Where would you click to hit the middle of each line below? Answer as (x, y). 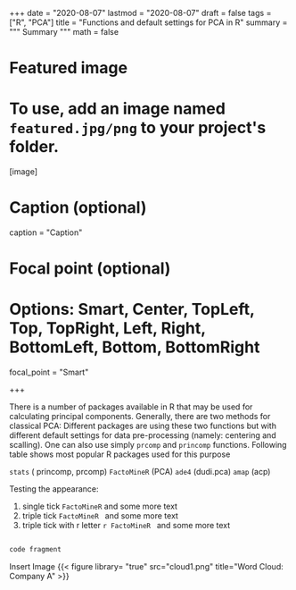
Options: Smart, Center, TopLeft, (132, 310)
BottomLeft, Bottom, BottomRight (135, 347)
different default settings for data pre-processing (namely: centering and (143, 435)
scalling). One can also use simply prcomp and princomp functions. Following (148, 445)
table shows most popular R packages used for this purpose (120, 454)
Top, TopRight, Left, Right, (108, 329)
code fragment (36, 550)
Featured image (68, 68)
